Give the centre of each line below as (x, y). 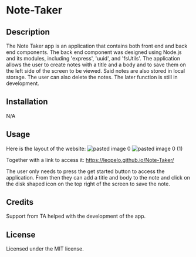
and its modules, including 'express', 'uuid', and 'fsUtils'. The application (93, 58)
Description (28, 32)
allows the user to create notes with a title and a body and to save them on (96, 65)
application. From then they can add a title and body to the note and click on (98, 177)
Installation (27, 102)
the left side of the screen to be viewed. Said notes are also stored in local (96, 71)
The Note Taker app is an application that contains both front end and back (97, 46)
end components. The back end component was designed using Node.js (94, 52)
